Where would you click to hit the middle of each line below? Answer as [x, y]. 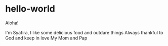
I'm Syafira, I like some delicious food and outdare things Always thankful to [84, 32]
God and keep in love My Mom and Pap [46, 38]
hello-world [30, 9]
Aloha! [12, 23]
